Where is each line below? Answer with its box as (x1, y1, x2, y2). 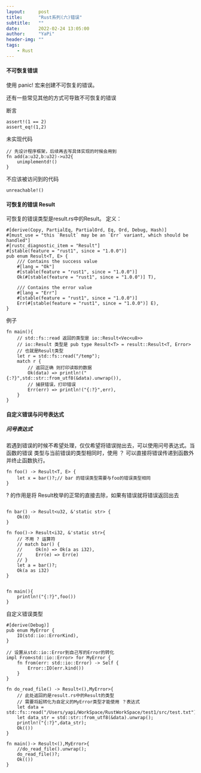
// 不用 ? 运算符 (17, 536, 56, 542)
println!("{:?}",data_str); (17, 720, 87, 726)
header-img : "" (6, 37, 44, 43)
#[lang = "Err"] (17, 290, 58, 296)
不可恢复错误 (6, 67, 38, 74)
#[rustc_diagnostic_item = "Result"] (6, 243, 100, 249)
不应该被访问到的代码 (6, 175, 59, 183)
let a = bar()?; (17, 562, 58, 568)
